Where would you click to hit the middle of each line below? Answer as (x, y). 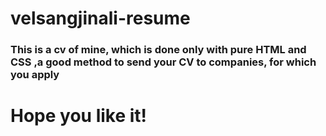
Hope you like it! (79, 116)
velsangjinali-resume (100, 18)
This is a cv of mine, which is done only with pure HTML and (158, 50)
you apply (35, 75)
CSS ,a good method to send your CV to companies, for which (163, 62)
